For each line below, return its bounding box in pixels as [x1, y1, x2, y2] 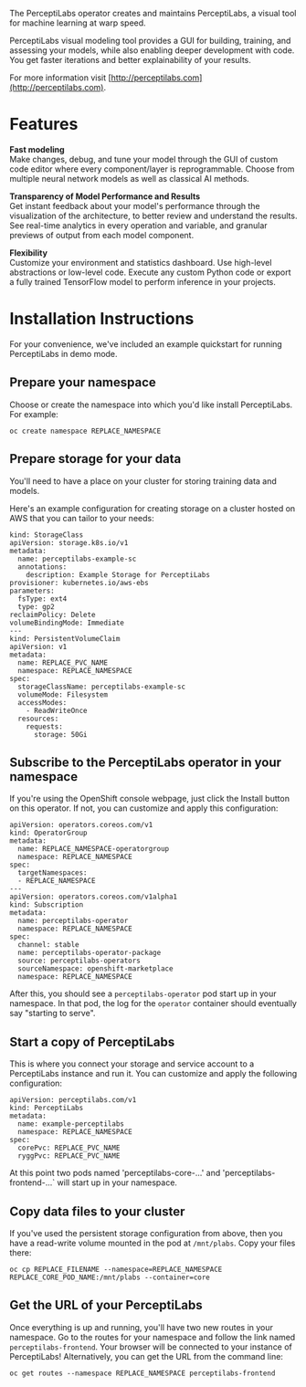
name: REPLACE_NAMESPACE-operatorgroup [17, 845, 170, 854]
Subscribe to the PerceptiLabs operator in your [9, 754, 281, 770]
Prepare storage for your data [9, 451, 182, 467]
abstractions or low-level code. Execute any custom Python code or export [9, 267, 291, 278]
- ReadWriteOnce [26, 706, 89, 715]
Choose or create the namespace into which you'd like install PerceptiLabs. [9, 399, 293, 410]
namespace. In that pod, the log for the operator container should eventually [9, 998, 297, 1009]
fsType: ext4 [17, 594, 68, 604]
